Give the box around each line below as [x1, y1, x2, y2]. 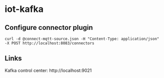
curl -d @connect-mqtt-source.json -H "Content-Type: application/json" [4, 36, 159, 41]
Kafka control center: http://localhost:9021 [4, 67, 92, 73]
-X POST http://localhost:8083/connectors [4, 41, 94, 46]
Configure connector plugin [4, 23, 93, 32]
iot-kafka [4, 3, 43, 15]
